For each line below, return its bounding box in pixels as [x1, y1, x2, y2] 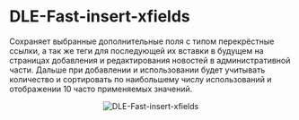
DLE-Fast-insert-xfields [9, 6, 190, 27]
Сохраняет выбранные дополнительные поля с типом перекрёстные [9, 36, 275, 47]
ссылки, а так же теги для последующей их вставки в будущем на [9, 45, 264, 56]
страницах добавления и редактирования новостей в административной [9, 55, 291, 65]
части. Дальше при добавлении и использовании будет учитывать [9, 64, 266, 75]
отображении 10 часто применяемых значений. [9, 83, 193, 94]
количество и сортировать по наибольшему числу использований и [9, 73, 272, 84]
